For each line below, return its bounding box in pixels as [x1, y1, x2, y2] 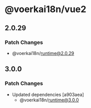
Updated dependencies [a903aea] [12, 91, 84, 97]
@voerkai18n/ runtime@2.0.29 [12, 50, 74, 56]
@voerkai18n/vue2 [5, 4, 86, 15]
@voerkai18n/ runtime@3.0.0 [19, 97, 79, 103]
